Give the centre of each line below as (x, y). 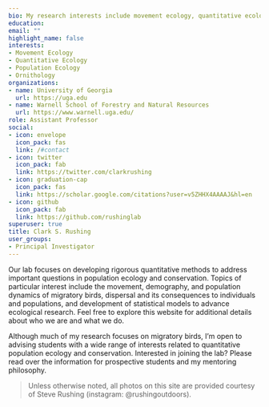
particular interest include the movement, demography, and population (124, 286)
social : (21, 127)
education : (26, 23)
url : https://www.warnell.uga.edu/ (75, 113)
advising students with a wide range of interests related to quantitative (124, 345)
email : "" (25, 30)
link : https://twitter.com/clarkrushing (84, 172)
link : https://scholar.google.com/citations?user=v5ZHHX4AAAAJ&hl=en (134, 194)
